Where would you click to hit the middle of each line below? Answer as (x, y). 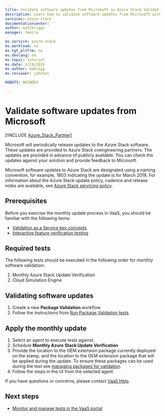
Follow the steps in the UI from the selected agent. (63, 372)
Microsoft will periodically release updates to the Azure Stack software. (77, 144)
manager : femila (22, 32)
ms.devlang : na (21, 55)
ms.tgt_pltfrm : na (24, 50)
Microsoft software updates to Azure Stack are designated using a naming (80, 170)
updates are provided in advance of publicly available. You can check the (79, 155)
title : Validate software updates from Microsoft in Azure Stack (73, 10)
